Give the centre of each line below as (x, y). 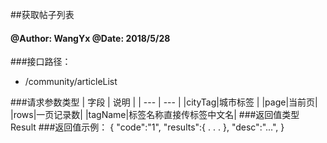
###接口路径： (41, 62)
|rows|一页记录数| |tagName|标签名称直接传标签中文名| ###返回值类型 (155, 115)
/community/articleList (71, 82)
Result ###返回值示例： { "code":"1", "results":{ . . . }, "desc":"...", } (147, 127)
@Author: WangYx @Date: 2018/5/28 (90, 38)
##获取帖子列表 (42, 14)
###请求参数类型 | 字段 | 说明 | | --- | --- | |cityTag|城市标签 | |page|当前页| (164, 102)
